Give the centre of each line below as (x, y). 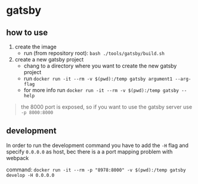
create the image (35, 47)
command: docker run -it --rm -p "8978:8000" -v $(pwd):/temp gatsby (96, 169)
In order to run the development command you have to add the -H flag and (98, 145)
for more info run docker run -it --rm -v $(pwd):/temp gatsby (101, 90)
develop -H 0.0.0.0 (30, 175)
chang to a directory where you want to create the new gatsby (100, 66)
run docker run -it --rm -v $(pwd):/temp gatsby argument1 (98, 79)
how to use (27, 33)
